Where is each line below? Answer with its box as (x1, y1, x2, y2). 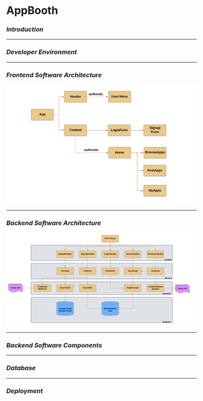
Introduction (6, 25, 43, 34)
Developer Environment (6, 48, 77, 56)
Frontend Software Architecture (6, 71, 102, 79)
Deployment (6, 387, 43, 395)
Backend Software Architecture (6, 219, 101, 227)
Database (6, 364, 36, 372)
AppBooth (6, 4, 59, 18)
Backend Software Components (6, 341, 103, 349)
